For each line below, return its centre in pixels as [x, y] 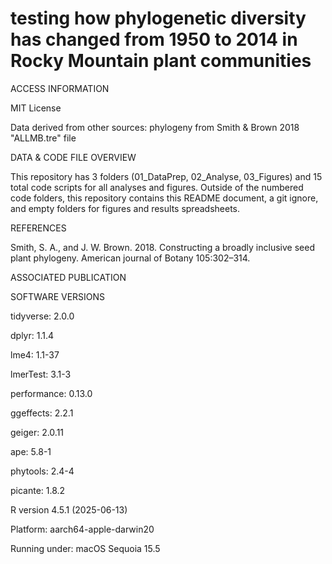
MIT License [36, 108]
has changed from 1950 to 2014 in [154, 39]
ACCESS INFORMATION [60, 88]
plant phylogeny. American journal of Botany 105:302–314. [130, 258]
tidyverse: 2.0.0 [42, 316]
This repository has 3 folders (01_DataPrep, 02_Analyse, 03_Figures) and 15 [166, 176]
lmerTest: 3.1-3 [41, 374]
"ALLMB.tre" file [43, 138]
